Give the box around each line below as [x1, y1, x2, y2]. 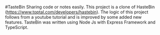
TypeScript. [5, 24, 28, 30]
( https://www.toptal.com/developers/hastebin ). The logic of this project [5, 9, 149, 15]
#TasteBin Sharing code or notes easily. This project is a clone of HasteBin [5, 4, 155, 10]
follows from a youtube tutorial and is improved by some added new [5, 14, 142, 20]
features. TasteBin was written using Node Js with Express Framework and [5, 19, 156, 25]
